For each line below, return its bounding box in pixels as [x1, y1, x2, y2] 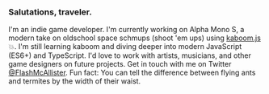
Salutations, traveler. [8, 6, 93, 18]
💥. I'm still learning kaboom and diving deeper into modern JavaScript [8, 42, 242, 51]
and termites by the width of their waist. [8, 76, 141, 86]
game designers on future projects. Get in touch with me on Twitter [8, 59, 232, 69]
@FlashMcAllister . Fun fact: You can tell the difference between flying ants [8, 67, 256, 78]
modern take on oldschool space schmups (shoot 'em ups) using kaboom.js [8, 33, 261, 43]
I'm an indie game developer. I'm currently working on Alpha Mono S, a [8, 25, 245, 35]
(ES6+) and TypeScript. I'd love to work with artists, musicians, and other [8, 51, 252, 60]
